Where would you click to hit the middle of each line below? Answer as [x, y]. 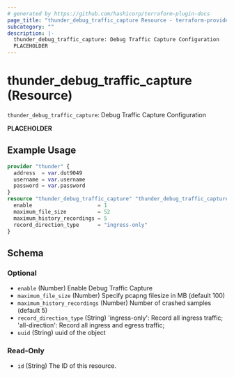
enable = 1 [61, 205]
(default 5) [32, 311]
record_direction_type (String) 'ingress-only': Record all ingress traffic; [120, 318]
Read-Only [26, 350]
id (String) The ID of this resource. [67, 366]
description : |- [31, 33]
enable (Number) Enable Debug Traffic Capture [85, 288]
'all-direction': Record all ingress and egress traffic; [91, 325]
